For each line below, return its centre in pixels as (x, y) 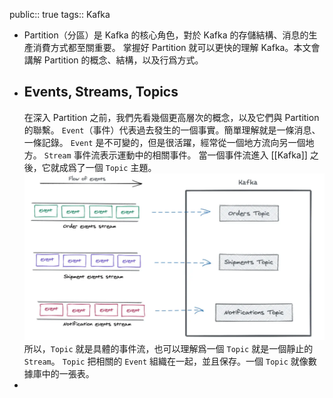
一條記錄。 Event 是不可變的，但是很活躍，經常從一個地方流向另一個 (164, 142)
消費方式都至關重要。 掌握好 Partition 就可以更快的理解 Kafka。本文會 (176, 47)
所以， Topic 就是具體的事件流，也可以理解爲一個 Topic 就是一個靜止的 (168, 348)
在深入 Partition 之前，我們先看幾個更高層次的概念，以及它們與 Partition (171, 117)
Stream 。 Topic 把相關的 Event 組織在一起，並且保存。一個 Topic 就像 (166, 361)
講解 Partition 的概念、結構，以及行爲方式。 (113, 60)
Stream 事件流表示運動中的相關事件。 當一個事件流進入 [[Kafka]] (175, 155)
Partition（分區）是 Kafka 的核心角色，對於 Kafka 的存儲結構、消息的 (166, 35)
